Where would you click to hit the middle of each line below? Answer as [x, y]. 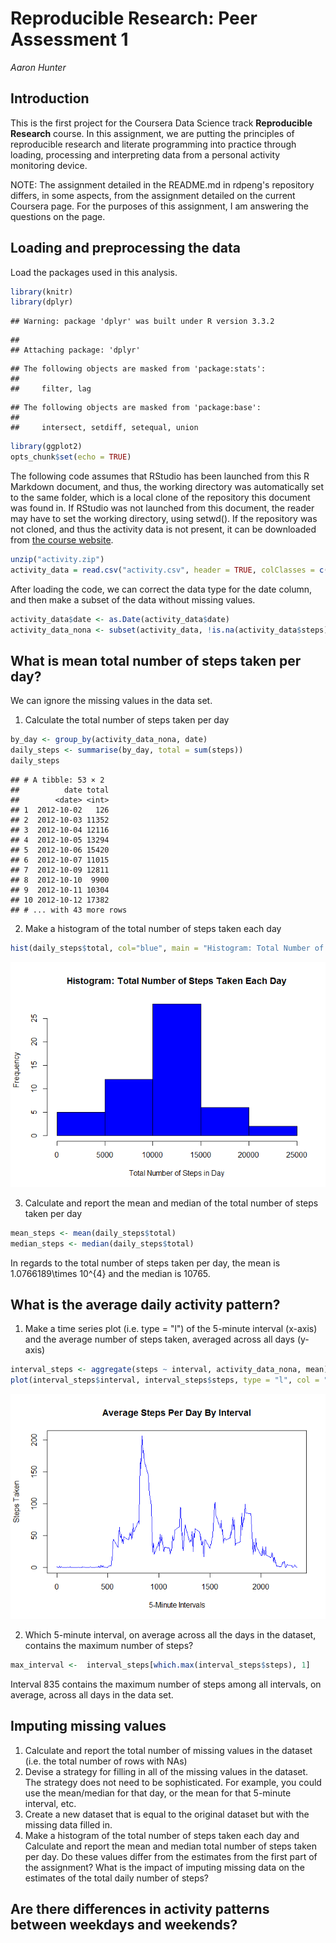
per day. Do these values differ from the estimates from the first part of [171, 1856]
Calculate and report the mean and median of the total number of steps [171, 1203]
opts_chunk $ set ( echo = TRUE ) [71, 457]
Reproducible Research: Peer [134, 18]
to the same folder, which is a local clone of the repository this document [160, 498]
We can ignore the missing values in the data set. [111, 701]
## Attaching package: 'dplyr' [75, 350]
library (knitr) [42, 292]
